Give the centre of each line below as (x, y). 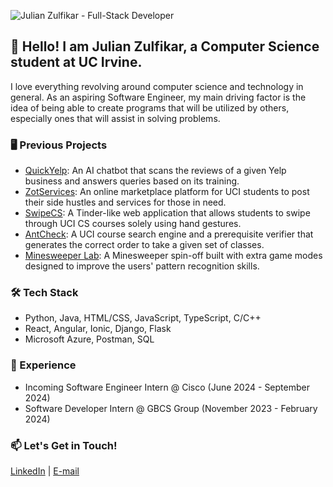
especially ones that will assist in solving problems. (115, 118)
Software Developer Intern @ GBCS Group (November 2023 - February (171, 408)
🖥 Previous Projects (59, 145)
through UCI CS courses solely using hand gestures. (133, 224)
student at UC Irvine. (76, 62)
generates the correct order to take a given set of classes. (144, 245)
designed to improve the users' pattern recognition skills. (142, 266)
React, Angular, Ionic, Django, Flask (98, 329)
